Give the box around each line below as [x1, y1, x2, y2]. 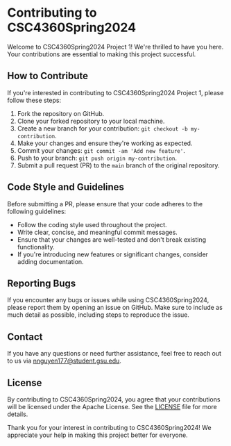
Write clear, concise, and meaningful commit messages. [17, 228, 178, 236]
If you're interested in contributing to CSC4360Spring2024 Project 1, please [7, 88, 224, 97]
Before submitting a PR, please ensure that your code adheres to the [7, 199, 203, 208]
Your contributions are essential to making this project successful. [7, 50, 196, 58]
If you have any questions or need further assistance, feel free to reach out [7, 349, 222, 358]
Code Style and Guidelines [7, 181, 125, 193]
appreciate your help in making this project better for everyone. [7, 431, 189, 439]
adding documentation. [17, 257, 85, 265]
